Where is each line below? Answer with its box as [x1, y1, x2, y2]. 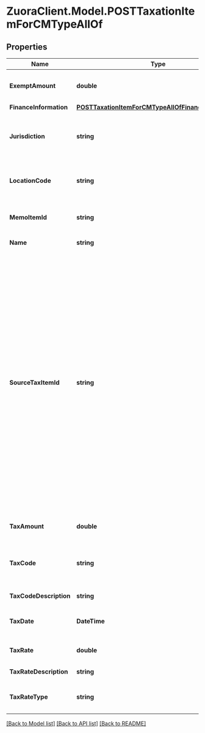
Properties [6, 42, 48, 52]
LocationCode [9, 176, 51, 185]
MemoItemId [9, 213, 47, 221]
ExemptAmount [9, 81, 56, 90]
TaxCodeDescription [9, 592, 71, 600]
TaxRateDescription [9, 668, 68, 675]
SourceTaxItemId [9, 378, 60, 387]
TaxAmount [9, 522, 45, 530]
